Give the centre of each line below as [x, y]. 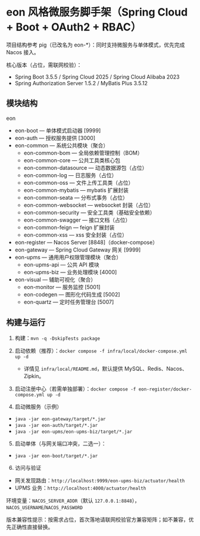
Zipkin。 [34, 376]
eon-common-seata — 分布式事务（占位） [76, 197]
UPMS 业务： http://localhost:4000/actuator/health [80, 488]
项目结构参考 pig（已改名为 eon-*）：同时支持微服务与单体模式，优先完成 [96, 45]
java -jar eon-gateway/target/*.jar [60, 419]
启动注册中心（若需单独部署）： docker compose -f [75, 389]
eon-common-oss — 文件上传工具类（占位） [79, 182]
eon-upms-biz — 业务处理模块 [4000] [70, 272]
